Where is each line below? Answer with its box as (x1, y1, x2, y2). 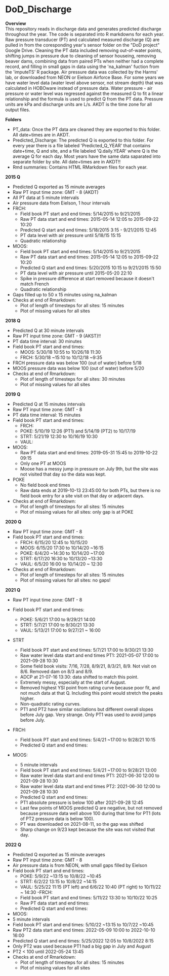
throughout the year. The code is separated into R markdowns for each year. (5, 31, 164, 37)
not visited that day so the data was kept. (20, 471, 106, 477)
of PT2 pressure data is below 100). (20, 816, 95, 822)
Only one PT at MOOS (20, 460, 66, 466)
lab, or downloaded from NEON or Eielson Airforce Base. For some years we (5, 74, 164, 80)
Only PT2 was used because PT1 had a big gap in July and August (12, 943, 151, 949)
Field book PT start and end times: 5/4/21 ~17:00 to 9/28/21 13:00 (20, 767, 157, 773)
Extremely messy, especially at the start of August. (20, 679, 126, 685)
